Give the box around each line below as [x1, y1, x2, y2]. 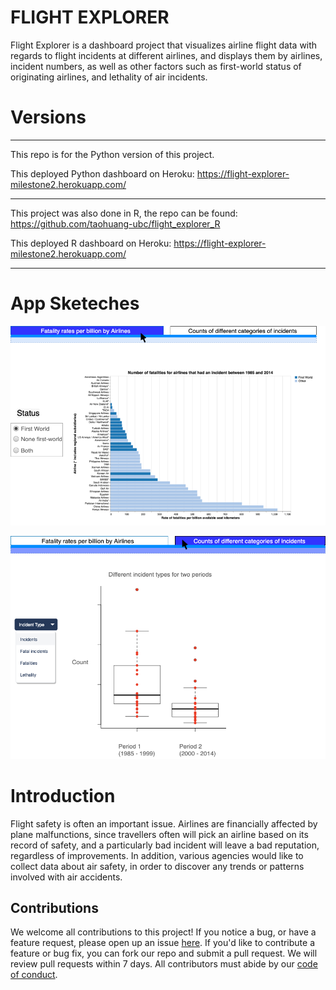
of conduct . [10, 969, 58, 981]
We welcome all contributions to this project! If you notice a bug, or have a [10, 926, 317, 938]
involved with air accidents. [10, 871, 123, 883]
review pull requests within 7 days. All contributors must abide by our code [10, 958, 318, 970]
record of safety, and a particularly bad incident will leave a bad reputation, [10, 839, 320, 851]
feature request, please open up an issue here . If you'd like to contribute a [10, 937, 316, 949]
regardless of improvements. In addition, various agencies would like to [10, 849, 304, 861]
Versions [10, 106, 87, 129]
